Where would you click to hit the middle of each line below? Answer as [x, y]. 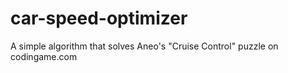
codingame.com [44, 56]
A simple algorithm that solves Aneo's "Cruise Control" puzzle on [144, 46]
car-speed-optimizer [99, 18]
